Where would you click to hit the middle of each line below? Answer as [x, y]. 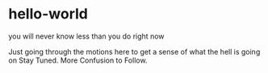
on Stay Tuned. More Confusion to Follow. [78, 60]
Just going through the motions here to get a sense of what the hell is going [134, 51]
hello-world [48, 14]
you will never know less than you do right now [86, 36]
